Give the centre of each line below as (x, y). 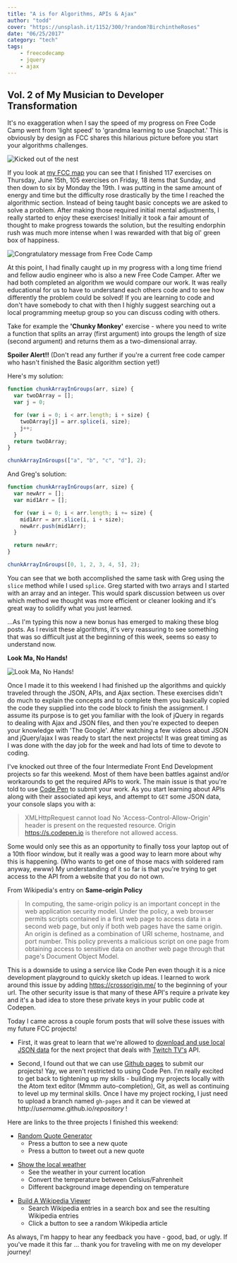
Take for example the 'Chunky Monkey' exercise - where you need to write (117, 326)
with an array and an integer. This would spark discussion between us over (116, 593)
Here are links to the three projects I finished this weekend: (93, 1122)
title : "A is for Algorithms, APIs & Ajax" (72, 14)
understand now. (32, 644)
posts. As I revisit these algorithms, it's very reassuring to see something (113, 629)
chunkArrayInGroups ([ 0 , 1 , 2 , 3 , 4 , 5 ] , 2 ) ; (74, 565)
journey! (19, 1252)
